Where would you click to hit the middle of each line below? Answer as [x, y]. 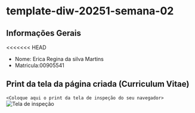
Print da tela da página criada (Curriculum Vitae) [98, 84]
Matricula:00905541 [39, 65]
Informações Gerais [44, 33]
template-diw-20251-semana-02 [90, 11]
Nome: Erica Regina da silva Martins [59, 59]
